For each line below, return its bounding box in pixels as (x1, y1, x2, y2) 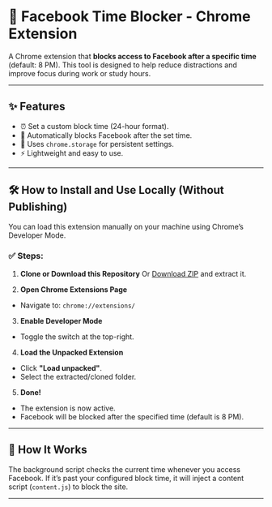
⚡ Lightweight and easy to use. (19, 148, 124, 157)
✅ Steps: (8, 251, 44, 262)
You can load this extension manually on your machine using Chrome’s (8, 221, 244, 231)
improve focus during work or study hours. (8, 68, 151, 78)
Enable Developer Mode (19, 316, 103, 325)
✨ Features (8, 100, 66, 114)
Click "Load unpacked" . (19, 363, 103, 372)
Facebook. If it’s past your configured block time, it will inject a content (8, 473, 244, 483)
